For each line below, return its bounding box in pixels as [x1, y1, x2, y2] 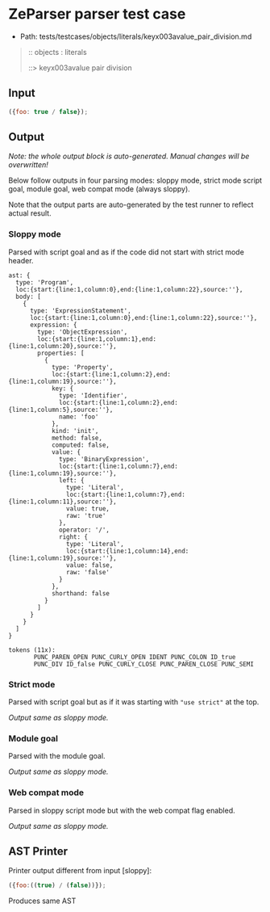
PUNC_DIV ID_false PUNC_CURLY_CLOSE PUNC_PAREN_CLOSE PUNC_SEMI [33, 660, 254, 668]
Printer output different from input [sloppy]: [8, 866, 152, 876]
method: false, [51, 434, 103, 442]
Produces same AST [8, 896, 77, 906]
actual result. [8, 208, 52, 218]
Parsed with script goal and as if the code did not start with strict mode [8, 247, 244, 257]
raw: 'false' [65, 568, 110, 576]
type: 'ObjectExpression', [37, 328, 128, 336]
